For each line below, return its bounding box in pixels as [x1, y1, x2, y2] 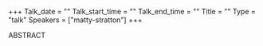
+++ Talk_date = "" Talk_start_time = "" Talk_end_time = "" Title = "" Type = [8, 7, 257, 16]
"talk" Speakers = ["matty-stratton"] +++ [8, 15, 143, 25]
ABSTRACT [8, 31, 46, 40]
